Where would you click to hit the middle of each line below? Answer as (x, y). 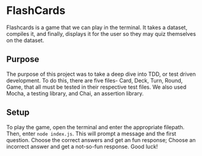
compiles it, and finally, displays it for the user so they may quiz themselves (101, 33)
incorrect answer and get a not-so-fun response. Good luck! (82, 146)
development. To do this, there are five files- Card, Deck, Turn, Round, (95, 80)
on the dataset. (25, 40)
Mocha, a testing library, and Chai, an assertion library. (75, 93)
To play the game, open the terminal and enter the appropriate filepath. (96, 127)
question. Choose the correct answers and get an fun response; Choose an (101, 140)
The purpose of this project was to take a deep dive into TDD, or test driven (101, 74)
